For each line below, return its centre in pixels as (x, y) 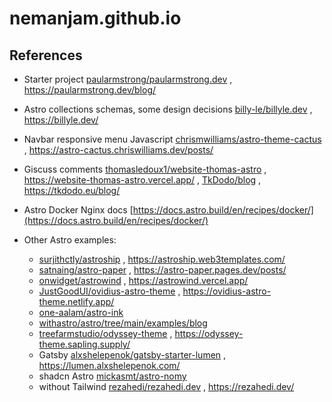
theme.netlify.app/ (76, 301)
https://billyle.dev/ (61, 120)
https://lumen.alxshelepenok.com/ (109, 365)
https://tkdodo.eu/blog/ (72, 190)
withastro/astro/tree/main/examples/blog (123, 323)
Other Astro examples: (70, 240)
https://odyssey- (209, 333)
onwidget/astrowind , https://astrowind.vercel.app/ (143, 280)
